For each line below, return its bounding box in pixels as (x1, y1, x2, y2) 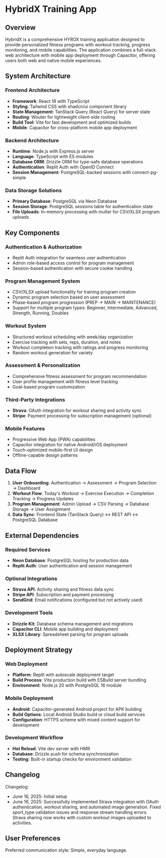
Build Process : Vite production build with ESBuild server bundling (12, 677, 147, 683)
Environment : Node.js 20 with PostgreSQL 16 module (12, 682, 122, 689)
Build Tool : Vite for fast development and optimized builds (12, 119, 131, 125)
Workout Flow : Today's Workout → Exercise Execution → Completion (12, 490, 155, 496)
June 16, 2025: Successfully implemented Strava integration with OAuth (12, 798, 159, 804)
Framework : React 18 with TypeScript (12, 98, 90, 104)
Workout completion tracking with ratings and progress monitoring (12, 344, 149, 350)
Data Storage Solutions (5, 187, 62, 194)
